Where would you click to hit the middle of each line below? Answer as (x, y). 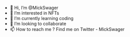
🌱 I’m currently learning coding (42, 18)
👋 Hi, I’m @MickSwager (34, 8)
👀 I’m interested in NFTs (34, 13)
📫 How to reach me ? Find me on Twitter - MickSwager (67, 29)
